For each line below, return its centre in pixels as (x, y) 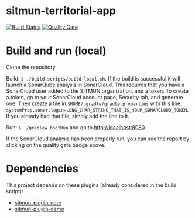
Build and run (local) (56, 51)
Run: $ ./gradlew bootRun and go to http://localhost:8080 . (76, 127)
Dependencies (42, 169)
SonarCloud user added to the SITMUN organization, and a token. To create (97, 91)
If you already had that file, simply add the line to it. (68, 116)
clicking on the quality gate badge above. (56, 145)
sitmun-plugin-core (38, 202)
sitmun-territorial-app (61, 11)
